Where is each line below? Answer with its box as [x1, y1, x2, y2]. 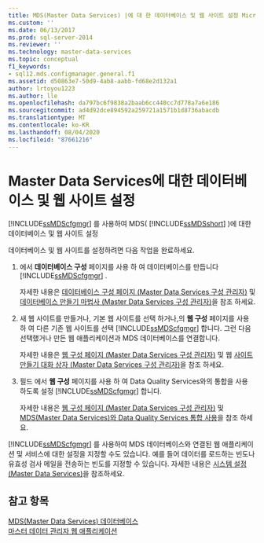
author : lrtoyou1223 [8, 84, 76, 93]
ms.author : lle [8, 92, 58, 100]
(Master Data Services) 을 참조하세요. [8, 469, 126, 479]
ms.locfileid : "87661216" [8, 135, 93, 144]
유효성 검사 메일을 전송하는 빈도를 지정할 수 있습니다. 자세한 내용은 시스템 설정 [8, 459, 247, 468]
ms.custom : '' [8, 19, 55, 27]
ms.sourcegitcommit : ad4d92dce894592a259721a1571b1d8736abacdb [8, 107, 220, 115]
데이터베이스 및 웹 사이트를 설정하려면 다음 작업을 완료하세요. [8, 245, 195, 255]
